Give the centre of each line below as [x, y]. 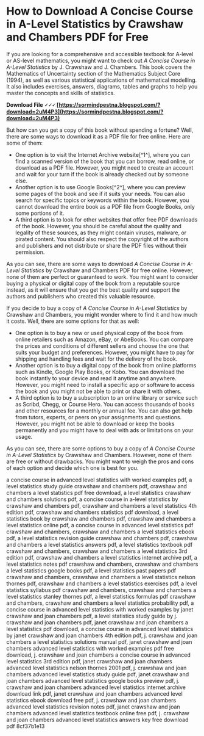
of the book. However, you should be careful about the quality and [98, 226]
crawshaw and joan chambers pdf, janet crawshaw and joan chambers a [97, 622]
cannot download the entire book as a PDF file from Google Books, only [105, 206]
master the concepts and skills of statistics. [61, 93]
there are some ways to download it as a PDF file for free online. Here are [98, 136]
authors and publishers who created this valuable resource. [81, 296]
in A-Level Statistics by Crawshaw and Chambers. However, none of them [99, 455]
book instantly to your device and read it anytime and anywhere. [96, 378]
